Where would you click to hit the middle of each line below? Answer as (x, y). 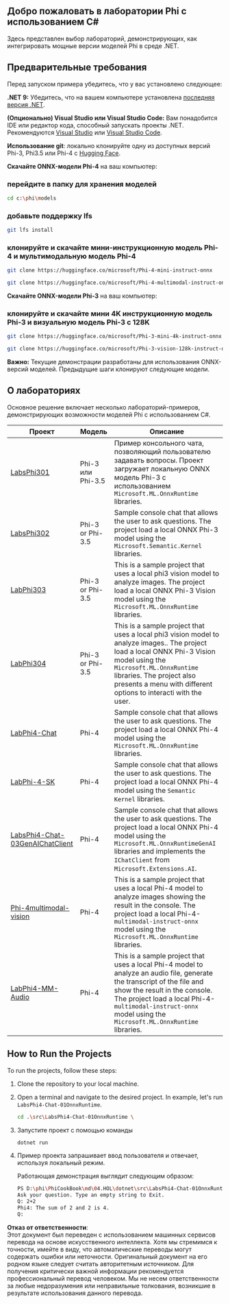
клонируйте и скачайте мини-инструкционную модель (105, 248)
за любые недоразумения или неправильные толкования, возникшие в (111, 1285)
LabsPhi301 (30, 472)
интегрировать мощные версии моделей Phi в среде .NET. (93, 46)
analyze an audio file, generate (164, 973)
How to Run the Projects (60, 1054)
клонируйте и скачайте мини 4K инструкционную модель (110, 313)
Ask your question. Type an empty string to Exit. (91, 1195)
